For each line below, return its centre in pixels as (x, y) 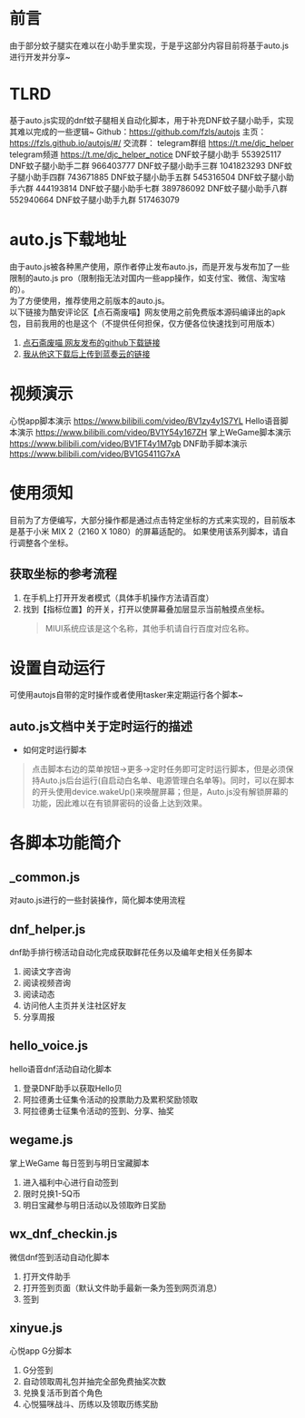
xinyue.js (36, 1328)
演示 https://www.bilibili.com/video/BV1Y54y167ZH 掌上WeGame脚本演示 (154, 432)
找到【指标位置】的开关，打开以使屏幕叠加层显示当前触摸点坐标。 (146, 609)
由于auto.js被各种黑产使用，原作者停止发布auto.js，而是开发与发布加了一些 (150, 266)
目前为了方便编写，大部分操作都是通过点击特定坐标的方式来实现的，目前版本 (152, 520)
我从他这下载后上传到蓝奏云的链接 (86, 354)
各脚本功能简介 (65, 843)
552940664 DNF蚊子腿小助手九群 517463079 (94, 200)
